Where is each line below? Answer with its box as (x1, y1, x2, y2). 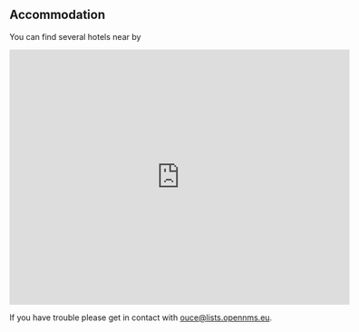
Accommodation (9, 7, 106, 23)
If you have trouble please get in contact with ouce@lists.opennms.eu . (9, 312, 273, 323)
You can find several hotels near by (9, 31, 141, 42)
